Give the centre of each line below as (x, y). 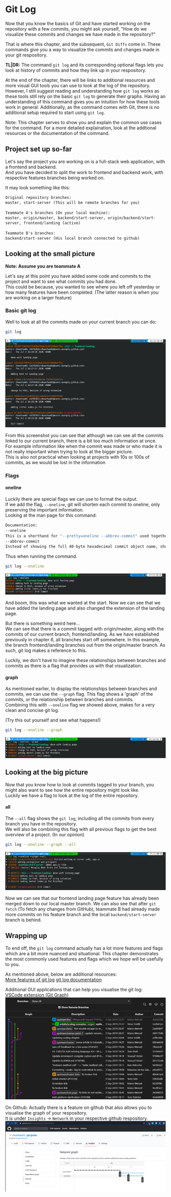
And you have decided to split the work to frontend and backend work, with (84, 172)
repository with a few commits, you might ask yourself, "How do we (76, 28)
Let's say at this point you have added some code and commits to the (78, 276)
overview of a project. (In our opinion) (45, 835)
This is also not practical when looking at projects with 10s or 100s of (78, 457)
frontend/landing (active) (52, 223)
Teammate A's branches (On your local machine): (58, 213)
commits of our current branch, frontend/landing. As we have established (82, 634)
